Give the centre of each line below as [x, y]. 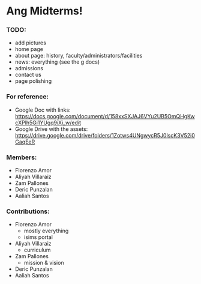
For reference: [28, 97]
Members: [22, 157]
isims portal [38, 237]
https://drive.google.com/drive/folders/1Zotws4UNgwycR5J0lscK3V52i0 [105, 135]
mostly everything [46, 231]
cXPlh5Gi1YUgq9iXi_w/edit [48, 122]
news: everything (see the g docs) [57, 62]
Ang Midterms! [44, 11]
